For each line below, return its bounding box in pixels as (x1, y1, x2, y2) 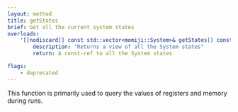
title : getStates (7, 17, 59, 24)
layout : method (7, 10, 52, 18)
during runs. (7, 96, 43, 105)
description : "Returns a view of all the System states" (33, 43, 204, 50)
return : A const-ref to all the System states (33, 50, 173, 57)
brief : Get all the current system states (7, 23, 135, 30)
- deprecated (20, 69, 59, 77)
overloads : (7, 30, 40, 38)
